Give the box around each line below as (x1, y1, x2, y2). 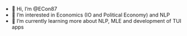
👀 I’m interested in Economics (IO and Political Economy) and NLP (11, 11, 171, 18)
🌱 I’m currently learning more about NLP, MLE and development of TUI (11, 18, 182, 24)
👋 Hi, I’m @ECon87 (11, 6, 57, 12)
